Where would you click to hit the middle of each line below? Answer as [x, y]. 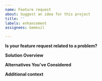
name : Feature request [28, 10]
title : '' [15, 19]
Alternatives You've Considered [38, 65]
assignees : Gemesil [25, 28]
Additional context [24, 74]
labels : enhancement [26, 23]
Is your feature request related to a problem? [51, 46]
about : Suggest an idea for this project [48, 14]
